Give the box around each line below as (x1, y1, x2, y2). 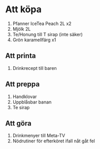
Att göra (5, 119, 31, 128)
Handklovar (12, 93, 37, 100)
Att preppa (5, 80, 40, 89)
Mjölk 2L (12, 26, 31, 32)
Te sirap (12, 104, 30, 110)
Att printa (5, 52, 36, 60)
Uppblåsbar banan (12, 98, 52, 105)
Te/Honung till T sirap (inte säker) (12, 31, 83, 37)
